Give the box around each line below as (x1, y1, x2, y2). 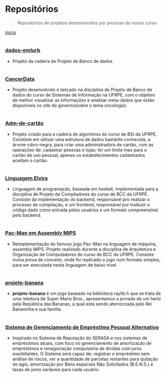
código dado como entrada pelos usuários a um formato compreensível (12, 207, 158, 213)
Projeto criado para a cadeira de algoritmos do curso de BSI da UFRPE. (12, 131, 157, 137)
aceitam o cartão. (12, 157, 48, 163)
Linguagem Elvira (5, 175, 48, 182)
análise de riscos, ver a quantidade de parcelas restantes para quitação (12, 356, 158, 362)
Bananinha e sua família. (12, 306, 62, 312)
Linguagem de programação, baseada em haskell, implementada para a (12, 186, 159, 192)
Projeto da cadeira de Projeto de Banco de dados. (12, 58, 114, 64)
